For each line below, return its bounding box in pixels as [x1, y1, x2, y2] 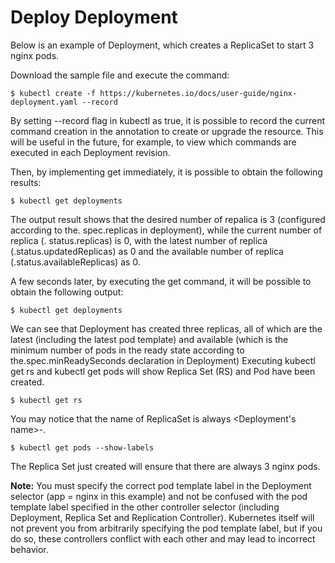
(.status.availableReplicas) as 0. [10, 256, 141, 268]
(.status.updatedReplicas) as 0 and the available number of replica [10, 245, 284, 257]
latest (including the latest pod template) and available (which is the [10, 333, 289, 345]
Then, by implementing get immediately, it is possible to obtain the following [10, 166, 323, 178]
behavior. [10, 543, 49, 555]
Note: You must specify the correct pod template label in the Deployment [10, 479, 312, 491]
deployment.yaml [10, 97, 78, 107]
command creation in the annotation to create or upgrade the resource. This [10, 125, 324, 137]
